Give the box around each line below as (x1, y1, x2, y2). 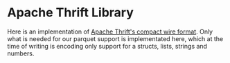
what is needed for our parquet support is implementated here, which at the (7, 34, 224, 42)
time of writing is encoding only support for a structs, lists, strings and (7, 42, 208, 50)
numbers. (7, 49, 35, 58)
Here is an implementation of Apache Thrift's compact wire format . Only (7, 27, 213, 36)
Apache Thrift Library (7, 5, 134, 21)
